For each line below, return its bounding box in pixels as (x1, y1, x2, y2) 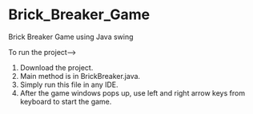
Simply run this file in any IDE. (19, 80, 118, 89)
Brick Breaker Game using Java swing (8, 32, 134, 41)
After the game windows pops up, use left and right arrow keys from (19, 88, 246, 97)
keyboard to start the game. (19, 96, 112, 106)
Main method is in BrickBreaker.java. (19, 71, 141, 81)
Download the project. (19, 62, 94, 73)
